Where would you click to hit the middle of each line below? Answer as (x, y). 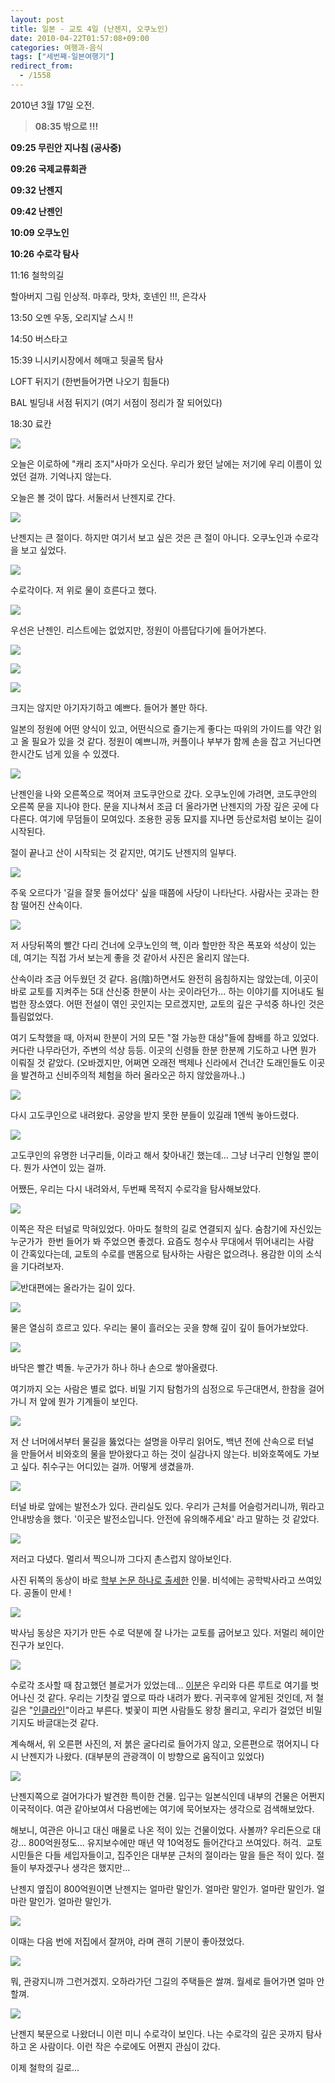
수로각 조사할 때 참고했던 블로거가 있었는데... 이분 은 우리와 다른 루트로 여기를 (159, 1685)
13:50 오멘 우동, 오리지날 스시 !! (72, 317)
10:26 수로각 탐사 (45, 253)
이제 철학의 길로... (45, 2067)
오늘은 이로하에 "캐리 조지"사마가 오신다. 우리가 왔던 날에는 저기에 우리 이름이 (161, 463)
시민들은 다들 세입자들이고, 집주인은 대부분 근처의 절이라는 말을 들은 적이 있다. (162, 1855)
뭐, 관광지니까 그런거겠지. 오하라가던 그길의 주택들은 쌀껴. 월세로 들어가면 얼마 (162, 1981)
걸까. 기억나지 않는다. (70, 476)
